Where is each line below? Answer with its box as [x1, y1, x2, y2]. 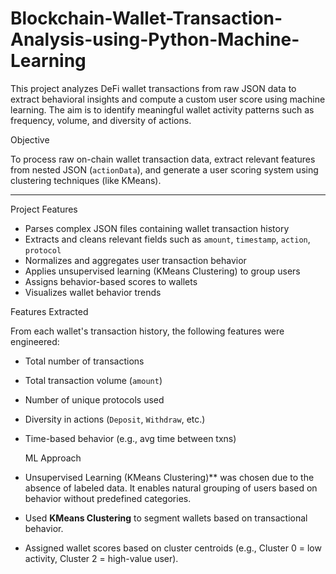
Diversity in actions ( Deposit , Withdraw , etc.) [24, 413, 206, 425]
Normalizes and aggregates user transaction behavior [24, 254, 247, 266]
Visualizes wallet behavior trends [24, 286, 162, 298]
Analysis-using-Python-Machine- [10, 28, 300, 51]
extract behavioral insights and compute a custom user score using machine [10, 93, 326, 105]
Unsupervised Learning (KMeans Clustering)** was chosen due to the [24, 471, 315, 483]
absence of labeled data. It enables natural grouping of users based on [24, 482, 318, 494]
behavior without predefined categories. [24, 492, 192, 504]
